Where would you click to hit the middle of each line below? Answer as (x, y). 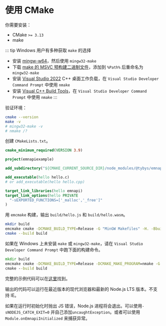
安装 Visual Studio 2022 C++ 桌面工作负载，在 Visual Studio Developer (85, 78)
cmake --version (22, 117)
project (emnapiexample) (30, 159)
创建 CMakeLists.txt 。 (28, 141)
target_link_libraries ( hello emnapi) (44, 191)
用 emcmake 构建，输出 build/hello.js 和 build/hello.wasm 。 (66, 215)
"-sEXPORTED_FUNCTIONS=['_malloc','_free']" (56, 200)
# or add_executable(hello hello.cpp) (45, 182)
